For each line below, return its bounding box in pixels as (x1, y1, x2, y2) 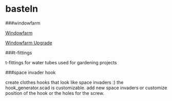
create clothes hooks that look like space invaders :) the (5, 79, 124, 85)
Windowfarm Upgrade (5, 39, 52, 46)
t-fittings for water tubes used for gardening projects (5, 59, 117, 65)
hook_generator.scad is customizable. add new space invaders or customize (5, 85, 167, 91)
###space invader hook (5, 69, 56, 75)
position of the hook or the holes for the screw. (5, 90, 104, 96)
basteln (5, 3, 39, 15)
